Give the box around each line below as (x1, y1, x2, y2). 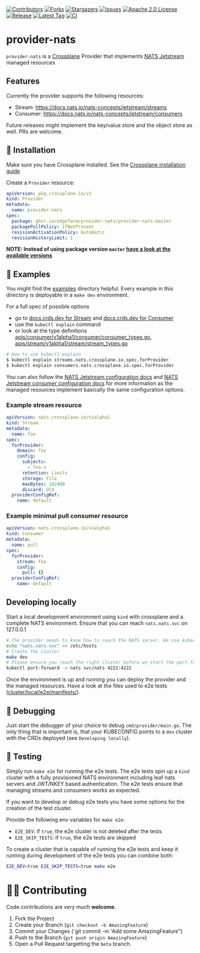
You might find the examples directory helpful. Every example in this (6, 285, 174, 292)
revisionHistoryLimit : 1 (11, 235, 73, 241)
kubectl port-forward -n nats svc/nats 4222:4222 (6, 665, 132, 671)
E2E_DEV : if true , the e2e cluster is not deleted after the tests (14, 827, 162, 835)
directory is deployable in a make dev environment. (6, 291, 129, 298)
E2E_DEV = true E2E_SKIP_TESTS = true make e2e (6, 863, 116, 869)
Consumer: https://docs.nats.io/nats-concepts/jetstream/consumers (14, 110, 183, 117)
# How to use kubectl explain (6, 351, 82, 357)
